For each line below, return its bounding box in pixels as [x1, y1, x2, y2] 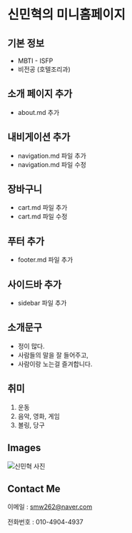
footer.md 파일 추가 [17, 255, 73, 264]
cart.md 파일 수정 [17, 212, 68, 221]
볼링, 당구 [17, 420, 45, 429]
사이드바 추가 [7, 278, 62, 290]
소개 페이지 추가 [7, 88, 73, 100]
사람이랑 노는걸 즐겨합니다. [17, 360, 93, 368]
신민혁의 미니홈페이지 [7, 6, 126, 23]
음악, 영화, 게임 [17, 412, 61, 420]
